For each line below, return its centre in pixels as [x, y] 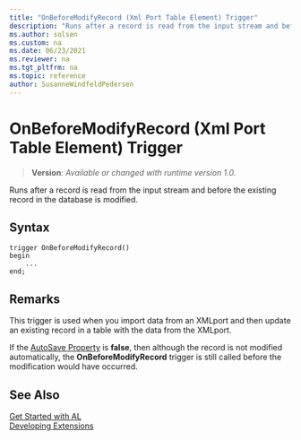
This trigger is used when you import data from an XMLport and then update [150, 321]
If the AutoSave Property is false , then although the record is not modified [146, 348]
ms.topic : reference [48, 76]
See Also [34, 395]
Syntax [30, 227]
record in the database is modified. [74, 199]
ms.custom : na [36, 43]
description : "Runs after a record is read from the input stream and [144, 26]
